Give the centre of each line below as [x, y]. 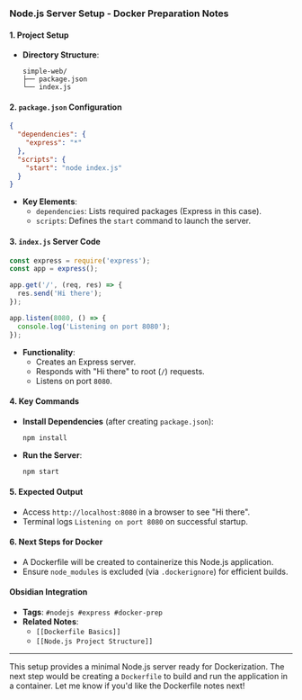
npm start [41, 471]
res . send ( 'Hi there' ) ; [60, 294]
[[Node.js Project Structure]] [94, 642]
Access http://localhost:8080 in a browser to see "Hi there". [136, 512]
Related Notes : [50, 622]
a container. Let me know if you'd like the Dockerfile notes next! [127, 686]
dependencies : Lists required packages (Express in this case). [149, 211]
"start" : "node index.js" [74, 168]
